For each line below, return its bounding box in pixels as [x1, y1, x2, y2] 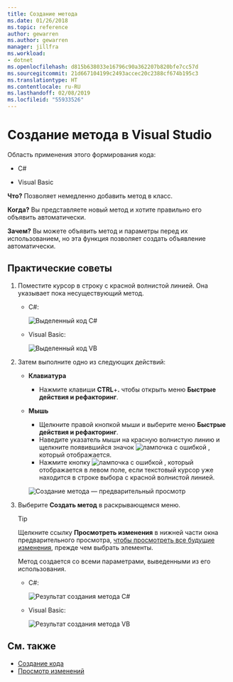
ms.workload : [7, 50, 46, 58]
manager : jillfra [7, 43, 59, 50]
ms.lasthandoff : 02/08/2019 [7, 90, 91, 97]
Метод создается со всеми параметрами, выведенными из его [17, 557, 211, 565]
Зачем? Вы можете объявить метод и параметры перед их [7, 227, 188, 235]
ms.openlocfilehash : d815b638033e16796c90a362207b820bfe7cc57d [7, 63, 199, 70]
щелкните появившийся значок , [38, 443, 210, 451]
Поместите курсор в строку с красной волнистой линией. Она [17, 281, 208, 290]
